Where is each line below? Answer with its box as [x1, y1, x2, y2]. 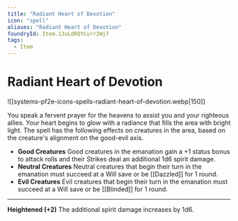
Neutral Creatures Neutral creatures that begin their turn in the [17, 162, 202, 171]
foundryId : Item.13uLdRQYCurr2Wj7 [7, 30, 110, 38]
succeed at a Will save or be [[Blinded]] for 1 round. [17, 185, 168, 193]
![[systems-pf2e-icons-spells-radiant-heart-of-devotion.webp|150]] [7, 97, 205, 106]
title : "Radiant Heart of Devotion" [7, 10, 115, 18]
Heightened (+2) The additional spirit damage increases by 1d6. [7, 205, 195, 213]
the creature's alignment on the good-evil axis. [7, 133, 144, 142]
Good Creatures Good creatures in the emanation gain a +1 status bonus [17, 147, 230, 156]
